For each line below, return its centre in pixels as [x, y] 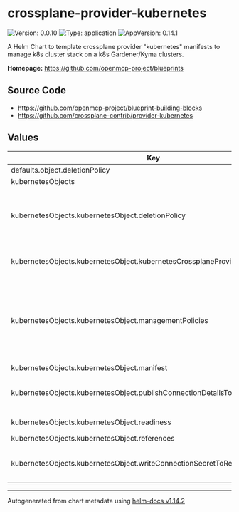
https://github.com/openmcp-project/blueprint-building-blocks [110, 108]
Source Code [37, 91]
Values [23, 138]
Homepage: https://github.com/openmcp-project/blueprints [95, 68]
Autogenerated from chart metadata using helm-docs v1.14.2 [96, 501]
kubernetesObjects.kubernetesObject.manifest [89, 367]
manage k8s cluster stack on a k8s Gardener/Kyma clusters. [96, 54]
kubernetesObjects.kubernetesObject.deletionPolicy [99, 215]
